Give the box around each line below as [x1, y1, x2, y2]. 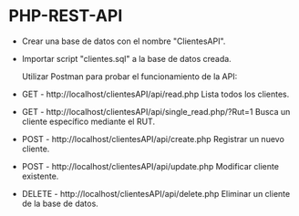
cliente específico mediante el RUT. [21, 116, 156, 127]
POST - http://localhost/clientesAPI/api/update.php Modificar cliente [21, 160, 280, 171]
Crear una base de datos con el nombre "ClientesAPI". [21, 36, 226, 46]
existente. [21, 170, 59, 181]
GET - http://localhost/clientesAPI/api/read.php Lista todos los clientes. [21, 88, 290, 99]
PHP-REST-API [8, 5, 123, 26]
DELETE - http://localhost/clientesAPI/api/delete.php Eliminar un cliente [21, 188, 291, 199]
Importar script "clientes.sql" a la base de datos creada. [21, 53, 232, 64]
